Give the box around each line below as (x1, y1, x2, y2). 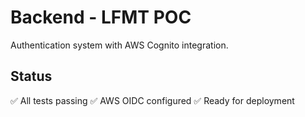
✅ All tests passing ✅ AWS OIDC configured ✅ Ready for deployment (10, 94, 295, 106)
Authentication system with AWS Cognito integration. (10, 39, 229, 51)
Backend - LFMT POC (10, 6, 192, 29)
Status (10, 68, 53, 85)
